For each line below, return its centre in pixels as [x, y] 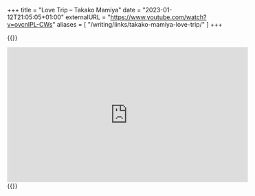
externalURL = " [88, 17]
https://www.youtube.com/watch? [158, 17]
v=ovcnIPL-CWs [30, 24]
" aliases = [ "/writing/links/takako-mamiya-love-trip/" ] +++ [137, 24]
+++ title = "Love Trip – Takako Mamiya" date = [74, 10]
